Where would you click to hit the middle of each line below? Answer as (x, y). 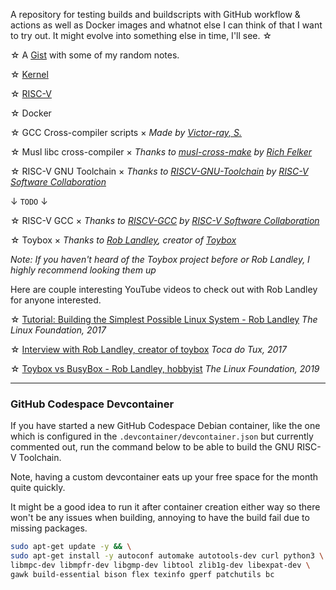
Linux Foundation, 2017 (58, 330)
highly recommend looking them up (83, 270)
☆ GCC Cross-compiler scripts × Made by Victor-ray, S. (126, 132)
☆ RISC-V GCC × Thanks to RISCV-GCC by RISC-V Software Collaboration (165, 220)
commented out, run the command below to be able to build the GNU (152, 447)
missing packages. (49, 528)
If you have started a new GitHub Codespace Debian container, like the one (165, 426)
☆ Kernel (29, 74)
